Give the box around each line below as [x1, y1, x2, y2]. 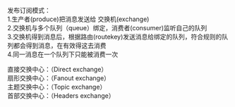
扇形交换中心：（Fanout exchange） [7, 74, 111, 82]
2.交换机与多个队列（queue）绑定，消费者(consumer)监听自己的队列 [7, 24, 207, 32]
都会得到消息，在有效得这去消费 [13, 42, 107, 49]
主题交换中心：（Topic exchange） [7, 83, 107, 91]
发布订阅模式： [7, 6, 51, 14]
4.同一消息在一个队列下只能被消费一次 [7, 50, 119, 58]
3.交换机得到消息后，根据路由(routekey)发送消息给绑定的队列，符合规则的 [7, 32, 222, 41]
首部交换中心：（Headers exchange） [7, 92, 115, 100]
